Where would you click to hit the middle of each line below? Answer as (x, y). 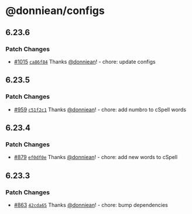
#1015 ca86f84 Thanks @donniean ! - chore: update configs (85, 61)
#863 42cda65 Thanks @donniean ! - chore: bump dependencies (91, 205)
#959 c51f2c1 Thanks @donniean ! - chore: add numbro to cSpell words (100, 109)
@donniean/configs (55, 11)
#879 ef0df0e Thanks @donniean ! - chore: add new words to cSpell (96, 157)
